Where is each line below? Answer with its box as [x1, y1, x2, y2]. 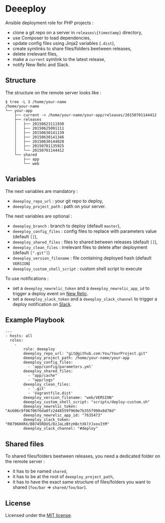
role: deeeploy [23, 347, 56, 352]
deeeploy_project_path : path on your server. [12, 203, 106, 209]
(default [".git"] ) [12, 249, 50, 255]
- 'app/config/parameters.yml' [27, 364, 94, 369]
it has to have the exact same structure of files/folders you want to [12, 479, 151, 485]
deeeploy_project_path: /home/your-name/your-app [23, 356, 130, 361]
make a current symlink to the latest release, [12, 56, 106, 62]
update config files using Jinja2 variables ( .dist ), [12, 40, 115, 46]
